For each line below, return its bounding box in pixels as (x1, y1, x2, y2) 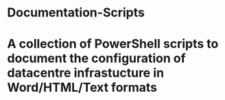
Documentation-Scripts (7, 5, 145, 21)
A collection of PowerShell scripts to (7, 36, 219, 52)
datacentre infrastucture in (7, 65, 165, 81)
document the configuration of (7, 51, 187, 66)
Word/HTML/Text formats (7, 80, 158, 95)
